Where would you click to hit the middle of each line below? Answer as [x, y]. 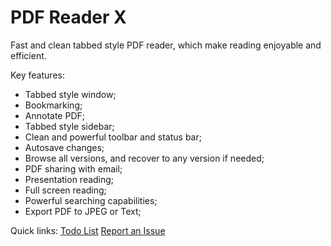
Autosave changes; [64, 147]
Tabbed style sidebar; [69, 126]
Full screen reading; [65, 190]
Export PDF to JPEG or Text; [83, 211]
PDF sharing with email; [73, 168]
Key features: [37, 75]
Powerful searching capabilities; [91, 200]
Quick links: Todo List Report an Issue [88, 230]
